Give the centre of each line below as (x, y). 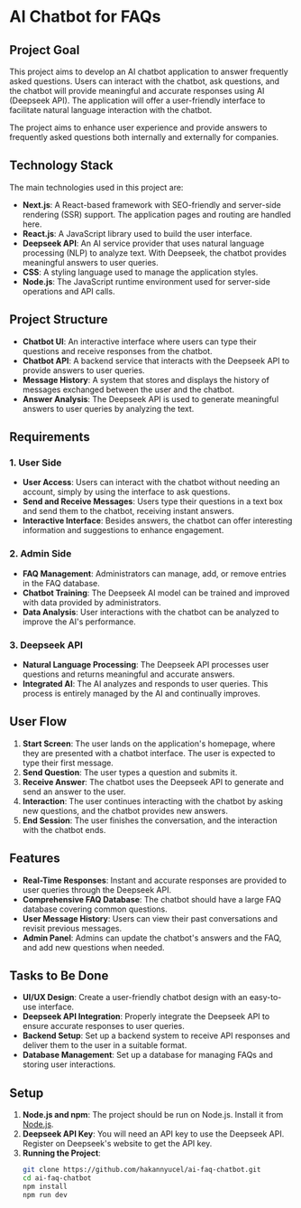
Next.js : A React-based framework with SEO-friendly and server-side (151, 204)
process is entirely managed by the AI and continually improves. (141, 693)
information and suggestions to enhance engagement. (123, 530)
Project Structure (59, 319)
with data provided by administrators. (92, 602)
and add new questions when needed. (93, 947)
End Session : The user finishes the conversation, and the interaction (150, 820)
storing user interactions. (69, 1064)
